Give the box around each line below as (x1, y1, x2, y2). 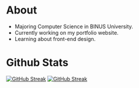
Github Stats (6, 56, 69, 69)
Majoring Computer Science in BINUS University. (14, 23, 134, 30)
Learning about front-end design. (14, 35, 96, 42)
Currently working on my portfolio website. (14, 29, 119, 36)
